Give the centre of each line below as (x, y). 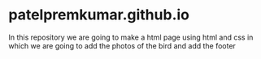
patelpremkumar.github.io (99, 15)
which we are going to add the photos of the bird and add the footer (122, 45)
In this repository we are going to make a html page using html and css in (131, 37)
